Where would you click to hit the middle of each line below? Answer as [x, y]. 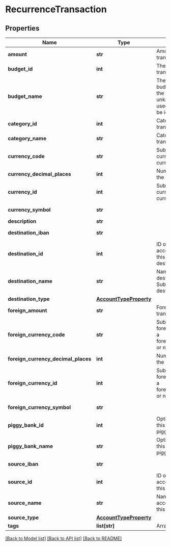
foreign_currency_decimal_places [50, 359]
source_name [25, 503]
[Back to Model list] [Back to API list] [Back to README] [64, 538]
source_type [23, 517]
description [22, 221]
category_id [22, 124]
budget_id [20, 69]
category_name [27, 138]
